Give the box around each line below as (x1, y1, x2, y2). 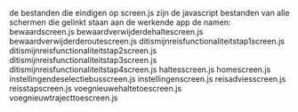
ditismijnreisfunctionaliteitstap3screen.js (9, 55, 157, 65)
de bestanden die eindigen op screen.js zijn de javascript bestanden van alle (9, 8, 290, 18)
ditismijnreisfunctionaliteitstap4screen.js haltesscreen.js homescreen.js (9, 64, 271, 75)
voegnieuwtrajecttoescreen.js (9, 92, 118, 103)
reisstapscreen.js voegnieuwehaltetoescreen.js (9, 84, 182, 93)
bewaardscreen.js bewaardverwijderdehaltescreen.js (9, 27, 204, 36)
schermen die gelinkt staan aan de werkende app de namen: (9, 17, 231, 28)
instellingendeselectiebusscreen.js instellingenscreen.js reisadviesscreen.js (9, 74, 286, 84)
